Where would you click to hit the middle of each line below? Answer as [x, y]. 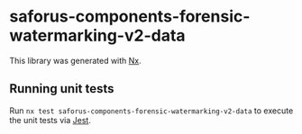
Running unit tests [62, 89]
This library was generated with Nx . [75, 60]
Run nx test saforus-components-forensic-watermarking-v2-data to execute [151, 111]
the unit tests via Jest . [50, 120]
